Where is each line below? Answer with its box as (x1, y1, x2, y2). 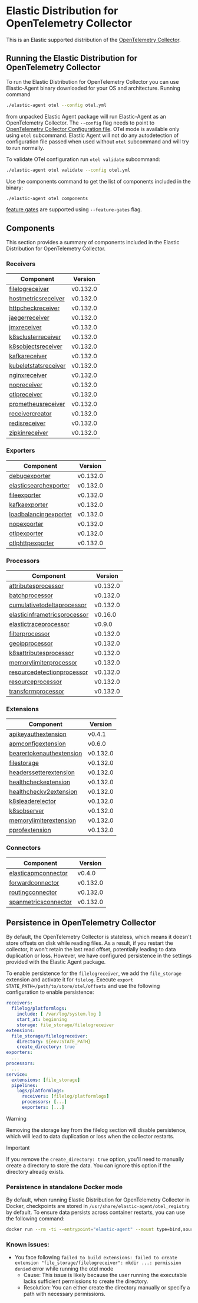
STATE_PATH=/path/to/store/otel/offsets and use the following (6, 983, 160, 990)
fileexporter (9, 491, 41, 499)
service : (6, 1071, 28, 1078)
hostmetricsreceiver (9, 294, 65, 303)
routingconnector (9, 888, 57, 896)
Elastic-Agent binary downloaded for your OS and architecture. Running (6, 84, 181, 91)
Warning (6, 1115, 27, 1122)
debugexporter (9, 472, 51, 480)
